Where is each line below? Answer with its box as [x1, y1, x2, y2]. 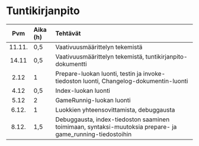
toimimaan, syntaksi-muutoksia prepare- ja [55, 122, 177, 131]
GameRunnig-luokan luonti [55, 96, 131, 104]
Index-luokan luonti [55, 86, 111, 95]
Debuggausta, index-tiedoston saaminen [55, 115, 170, 124]
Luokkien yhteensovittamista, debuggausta [55, 105, 175, 113]
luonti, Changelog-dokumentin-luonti [82, 77, 188, 85]
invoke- [143, 69, 166, 77]
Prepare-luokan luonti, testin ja [55, 69, 142, 77]
